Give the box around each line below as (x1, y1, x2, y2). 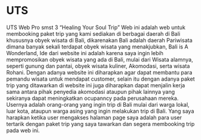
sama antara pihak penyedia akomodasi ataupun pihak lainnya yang (6, 88, 176, 95)
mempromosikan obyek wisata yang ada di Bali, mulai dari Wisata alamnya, (6, 56, 194, 63)
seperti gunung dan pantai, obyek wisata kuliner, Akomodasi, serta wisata (6, 62, 190, 70)
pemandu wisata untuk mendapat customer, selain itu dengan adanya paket (6, 75, 195, 82)
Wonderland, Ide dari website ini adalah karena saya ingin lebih (6, 49, 163, 56)
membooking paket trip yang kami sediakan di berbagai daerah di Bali (6, 30, 180, 37)
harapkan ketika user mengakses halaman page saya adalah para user (6, 113, 182, 121)
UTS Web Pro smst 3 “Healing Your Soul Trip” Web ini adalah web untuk (6, 24, 186, 31)
